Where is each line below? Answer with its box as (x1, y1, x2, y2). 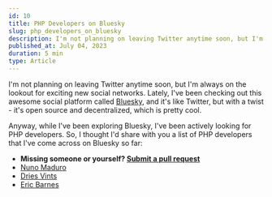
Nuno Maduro (19, 162, 67, 172)
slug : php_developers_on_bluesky (8, 27, 122, 35)
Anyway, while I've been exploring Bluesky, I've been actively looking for (8, 121, 252, 131)
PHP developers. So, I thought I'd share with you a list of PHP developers (8, 129, 253, 139)
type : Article (8, 58, 57, 66)
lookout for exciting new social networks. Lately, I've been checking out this (8, 88, 262, 97)
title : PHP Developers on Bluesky (8, 19, 126, 28)
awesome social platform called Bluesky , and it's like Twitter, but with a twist (8, 96, 264, 106)
